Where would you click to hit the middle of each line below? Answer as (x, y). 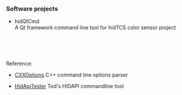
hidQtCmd (27, 22)
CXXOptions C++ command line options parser (71, 75)
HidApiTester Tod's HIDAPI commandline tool (69, 86)
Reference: (19, 64)
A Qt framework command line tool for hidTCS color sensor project (95, 27)
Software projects (32, 9)
